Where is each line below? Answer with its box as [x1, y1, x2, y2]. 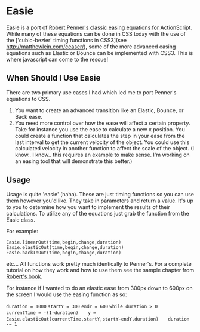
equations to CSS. [6, 95, 51, 102]
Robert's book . [6, 273, 43, 280]
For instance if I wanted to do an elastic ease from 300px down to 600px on [6, 284, 193, 291]
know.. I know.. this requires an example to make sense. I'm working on [14, 151, 190, 158]
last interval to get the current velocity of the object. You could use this [14, 139, 190, 146]
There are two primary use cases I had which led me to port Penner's [6, 88, 177, 96]
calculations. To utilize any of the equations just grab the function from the [6, 210, 189, 217]
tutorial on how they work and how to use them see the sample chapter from [6, 266, 195, 273]
